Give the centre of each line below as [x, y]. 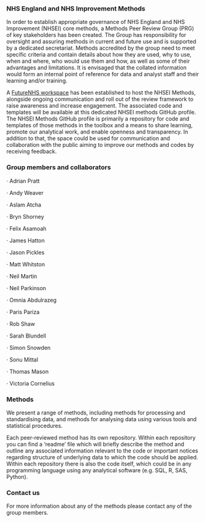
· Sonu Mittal [22, 359]
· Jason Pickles [25, 252]
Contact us [23, 492]
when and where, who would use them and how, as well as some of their [98, 61]
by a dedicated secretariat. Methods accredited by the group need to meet [101, 48]
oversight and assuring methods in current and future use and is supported [101, 42]
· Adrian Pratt [23, 181]
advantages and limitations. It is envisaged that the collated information [97, 68]
